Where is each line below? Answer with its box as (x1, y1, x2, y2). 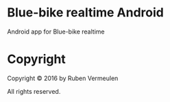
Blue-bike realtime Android (7, 5, 165, 21)
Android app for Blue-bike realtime (7, 27, 105, 36)
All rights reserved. (7, 87, 61, 95)
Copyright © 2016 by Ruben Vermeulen (7, 74, 119, 82)
